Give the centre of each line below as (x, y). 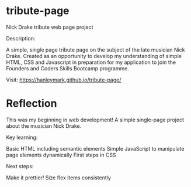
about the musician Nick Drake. (44, 126)
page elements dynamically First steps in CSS (61, 155)
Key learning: (22, 137)
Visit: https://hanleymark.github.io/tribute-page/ (64, 80)
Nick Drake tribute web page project (50, 27)
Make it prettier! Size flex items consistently (58, 178)
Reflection (32, 103)
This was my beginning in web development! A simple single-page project (95, 120)
